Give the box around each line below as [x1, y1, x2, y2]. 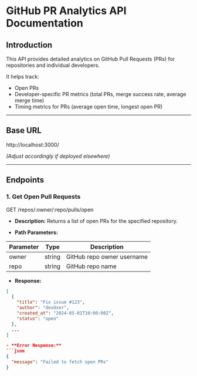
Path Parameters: [14, 229, 59, 236]
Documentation [6, 16, 84, 30]
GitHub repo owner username [66, 252, 148, 260]
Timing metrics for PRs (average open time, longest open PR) [14, 103, 163, 110]
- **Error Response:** [6, 343, 62, 348]
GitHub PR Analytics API [6, 4, 127, 18]
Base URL [6, 126, 42, 136]
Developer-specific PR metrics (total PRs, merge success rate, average [14, 91, 186, 97]
